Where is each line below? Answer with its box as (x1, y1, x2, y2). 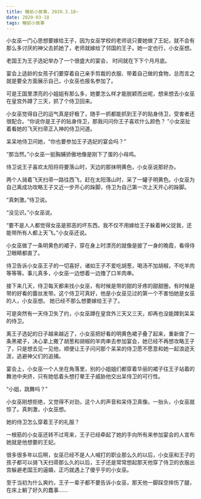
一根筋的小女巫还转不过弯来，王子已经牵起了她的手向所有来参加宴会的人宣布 (6, 431, 195, 439)
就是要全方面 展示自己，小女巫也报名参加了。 (6, 77, 117, 84)
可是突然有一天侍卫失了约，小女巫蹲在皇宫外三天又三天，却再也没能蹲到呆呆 (6, 310, 195, 317)
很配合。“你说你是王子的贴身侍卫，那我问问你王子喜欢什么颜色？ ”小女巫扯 (6, 118, 191, 125)
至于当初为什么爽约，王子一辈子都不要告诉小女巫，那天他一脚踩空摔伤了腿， (6, 479, 195, 486)
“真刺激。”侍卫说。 (6, 196, 51, 203)
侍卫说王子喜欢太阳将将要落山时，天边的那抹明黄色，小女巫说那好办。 (6, 163, 179, 171)
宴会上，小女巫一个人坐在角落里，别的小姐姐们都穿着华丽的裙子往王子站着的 (6, 366, 195, 373)
